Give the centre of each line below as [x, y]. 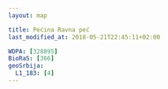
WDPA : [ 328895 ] [33, 51]
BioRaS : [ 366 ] [32, 59]
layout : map [28, 15]
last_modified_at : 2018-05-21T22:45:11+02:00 [84, 37]
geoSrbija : [26, 66]
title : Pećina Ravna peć [49, 30]
